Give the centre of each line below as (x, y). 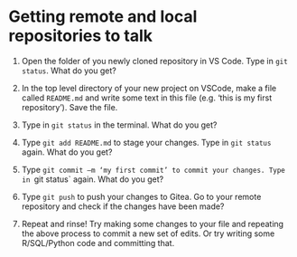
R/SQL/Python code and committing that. (98, 243)
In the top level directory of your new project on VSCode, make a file (149, 88)
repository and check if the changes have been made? (123, 206)
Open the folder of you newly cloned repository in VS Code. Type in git (154, 61)
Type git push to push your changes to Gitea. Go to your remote (141, 196)
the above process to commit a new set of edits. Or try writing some (148, 233)
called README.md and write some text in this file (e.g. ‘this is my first (147, 98)
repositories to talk (81, 36)
